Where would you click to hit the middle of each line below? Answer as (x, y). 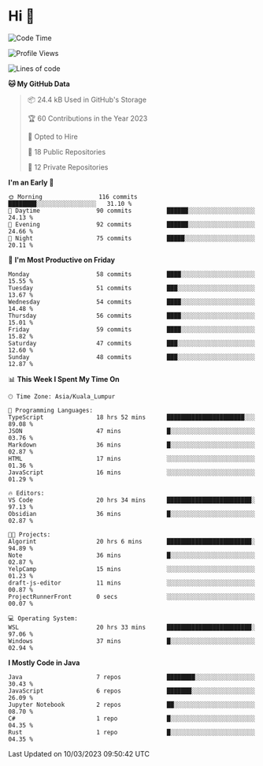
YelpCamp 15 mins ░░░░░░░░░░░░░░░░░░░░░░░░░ (132, 569)
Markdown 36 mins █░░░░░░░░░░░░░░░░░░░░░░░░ (132, 445)
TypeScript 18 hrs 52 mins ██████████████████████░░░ (132, 417)
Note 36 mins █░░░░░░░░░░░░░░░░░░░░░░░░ (132, 555)
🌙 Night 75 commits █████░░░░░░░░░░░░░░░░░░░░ (132, 238)
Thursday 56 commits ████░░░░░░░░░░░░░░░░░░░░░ (132, 316)
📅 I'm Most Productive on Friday (62, 260)
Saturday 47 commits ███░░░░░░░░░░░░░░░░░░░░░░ (132, 343)
